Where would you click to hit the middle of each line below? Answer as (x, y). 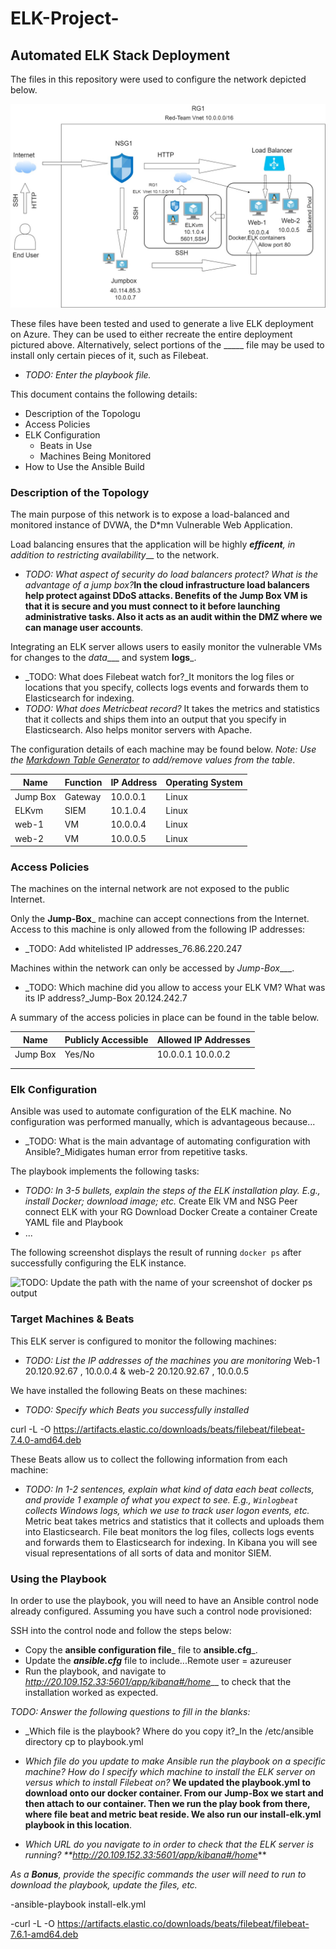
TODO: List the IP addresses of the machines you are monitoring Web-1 (172, 1360)
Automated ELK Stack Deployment (120, 55)
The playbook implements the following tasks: (105, 1171)
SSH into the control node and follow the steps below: (121, 1631)
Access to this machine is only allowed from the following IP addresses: (158, 929)
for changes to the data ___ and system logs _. (103, 658)
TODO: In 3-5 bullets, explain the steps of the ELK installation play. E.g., (172, 1191)
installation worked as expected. (91, 1693)
